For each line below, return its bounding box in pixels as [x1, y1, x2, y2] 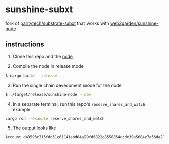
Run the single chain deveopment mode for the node [12, 82, 122, 88]
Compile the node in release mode [12, 63, 84, 69]
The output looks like [12, 125, 56, 131]
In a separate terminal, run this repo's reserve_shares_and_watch [12, 101, 146, 107]
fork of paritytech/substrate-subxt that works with [5, 20, 109, 26]
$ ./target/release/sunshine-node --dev [5, 92, 92, 97]
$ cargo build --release [5, 73, 57, 78]
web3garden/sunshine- [110, 20, 159, 26]
